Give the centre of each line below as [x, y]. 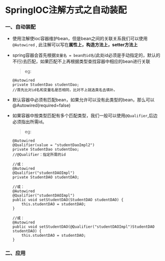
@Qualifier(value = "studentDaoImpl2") [54, 145]
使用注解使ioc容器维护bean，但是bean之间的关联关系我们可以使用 [80, 39]
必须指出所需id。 [29, 122]
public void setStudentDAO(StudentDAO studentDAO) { [68, 200]
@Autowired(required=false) [41, 105]
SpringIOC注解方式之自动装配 [66, 10]
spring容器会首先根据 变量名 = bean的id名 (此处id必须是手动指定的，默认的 [86, 55]
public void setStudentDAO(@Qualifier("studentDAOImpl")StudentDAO [83, 227]
